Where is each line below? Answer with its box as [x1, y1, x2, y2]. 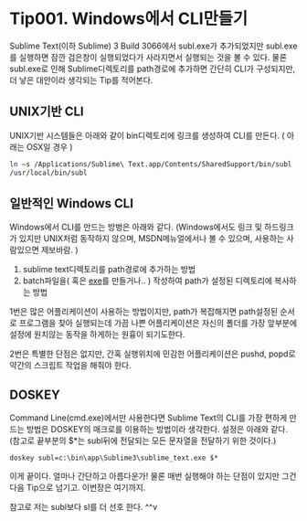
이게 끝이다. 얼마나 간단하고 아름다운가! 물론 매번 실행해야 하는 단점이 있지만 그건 [9, 471, 297, 482]
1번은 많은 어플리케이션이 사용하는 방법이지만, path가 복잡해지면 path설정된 [9, 306, 279, 317]
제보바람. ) [40, 244, 79, 256]
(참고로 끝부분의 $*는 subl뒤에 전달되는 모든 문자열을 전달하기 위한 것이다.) [9, 435, 277, 446]
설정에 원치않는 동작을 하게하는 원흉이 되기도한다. [9, 329, 185, 340]
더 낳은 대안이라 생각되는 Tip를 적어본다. [9, 74, 153, 85]
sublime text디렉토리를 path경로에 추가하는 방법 [22, 264, 196, 275]
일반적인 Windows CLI [9, 196, 134, 211]
